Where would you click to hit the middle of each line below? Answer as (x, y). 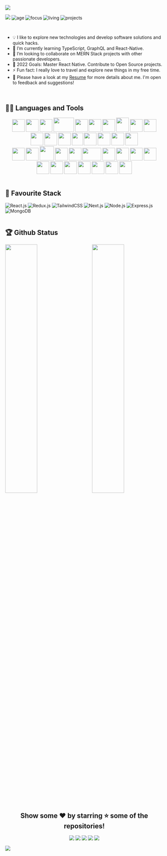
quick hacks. (26, 43)
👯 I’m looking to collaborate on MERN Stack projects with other (77, 54)
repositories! (84, 826)
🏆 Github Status (32, 233)
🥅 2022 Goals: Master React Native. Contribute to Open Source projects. (87, 64)
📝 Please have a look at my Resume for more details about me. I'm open (87, 77)
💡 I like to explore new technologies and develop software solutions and (87, 37)
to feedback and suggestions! (43, 83)
